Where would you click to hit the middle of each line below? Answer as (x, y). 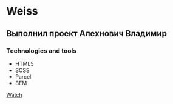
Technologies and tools (42, 51)
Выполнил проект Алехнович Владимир (86, 34)
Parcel (23, 76)
